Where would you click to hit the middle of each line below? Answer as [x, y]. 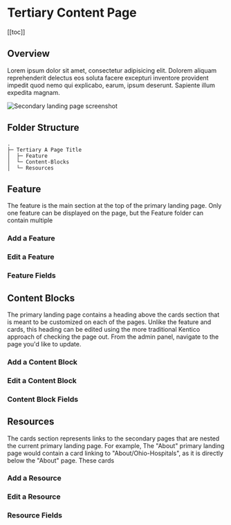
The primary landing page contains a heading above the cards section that [113, 314]
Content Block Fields [43, 399]
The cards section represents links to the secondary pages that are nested [113, 438]
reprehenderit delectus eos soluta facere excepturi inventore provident [108, 78]
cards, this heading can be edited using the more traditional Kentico [104, 329]
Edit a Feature [31, 257]
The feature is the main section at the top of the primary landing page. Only [114, 206]
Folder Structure [43, 128]
